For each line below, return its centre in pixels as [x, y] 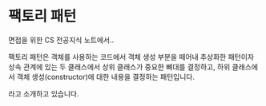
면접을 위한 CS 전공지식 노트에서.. [61, 40]
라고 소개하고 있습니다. [44, 93]
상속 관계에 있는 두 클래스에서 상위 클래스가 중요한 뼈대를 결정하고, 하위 [119, 67]
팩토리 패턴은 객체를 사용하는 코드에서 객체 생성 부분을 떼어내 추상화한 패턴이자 [131, 57]
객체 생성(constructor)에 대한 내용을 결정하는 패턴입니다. [105, 77]
